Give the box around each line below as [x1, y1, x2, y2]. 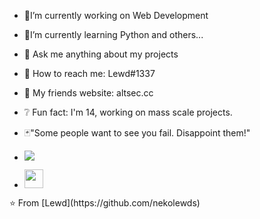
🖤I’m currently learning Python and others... [23, 29, 204, 40]
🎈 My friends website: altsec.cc [23, 87, 154, 99]
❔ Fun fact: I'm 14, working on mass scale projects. [23, 106, 233, 118]
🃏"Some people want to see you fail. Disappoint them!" [23, 127, 251, 139]
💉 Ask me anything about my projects [23, 48, 179, 60]
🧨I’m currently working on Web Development [23, 10, 209, 21]
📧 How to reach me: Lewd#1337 [23, 68, 156, 79]
